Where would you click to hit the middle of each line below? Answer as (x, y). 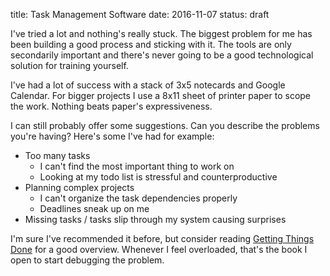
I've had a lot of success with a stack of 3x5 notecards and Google (148, 85)
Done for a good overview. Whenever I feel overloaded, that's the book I (159, 249)
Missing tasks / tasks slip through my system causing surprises (155, 219)
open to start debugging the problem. (87, 260)
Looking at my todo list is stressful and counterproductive (158, 177)
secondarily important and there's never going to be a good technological (162, 55)
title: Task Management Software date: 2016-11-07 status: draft (140, 14)
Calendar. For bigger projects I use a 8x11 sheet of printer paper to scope (161, 95)
